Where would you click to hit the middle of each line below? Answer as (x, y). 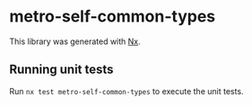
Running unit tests (61, 70)
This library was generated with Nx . (75, 41)
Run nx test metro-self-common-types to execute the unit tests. (126, 91)
